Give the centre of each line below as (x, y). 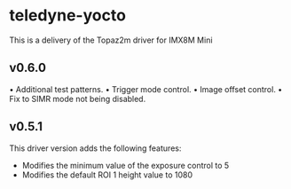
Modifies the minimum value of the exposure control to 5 (126, 165)
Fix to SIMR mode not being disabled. (78, 98)
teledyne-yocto (68, 16)
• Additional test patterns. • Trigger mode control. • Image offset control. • (146, 89)
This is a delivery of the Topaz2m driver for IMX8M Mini (111, 40)
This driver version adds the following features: (95, 148)
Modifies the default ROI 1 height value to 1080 (107, 175)
